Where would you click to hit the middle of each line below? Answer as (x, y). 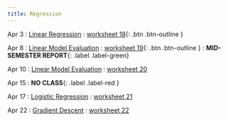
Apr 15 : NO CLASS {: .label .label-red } (63, 83)
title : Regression (34, 14)
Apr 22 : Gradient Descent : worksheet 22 (68, 110)
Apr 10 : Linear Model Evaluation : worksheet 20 (77, 69)
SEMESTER (24, 55)
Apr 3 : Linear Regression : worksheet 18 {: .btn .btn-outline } (95, 34)
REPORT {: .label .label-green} (86, 55)
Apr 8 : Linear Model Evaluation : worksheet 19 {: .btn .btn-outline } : (106, 47)
